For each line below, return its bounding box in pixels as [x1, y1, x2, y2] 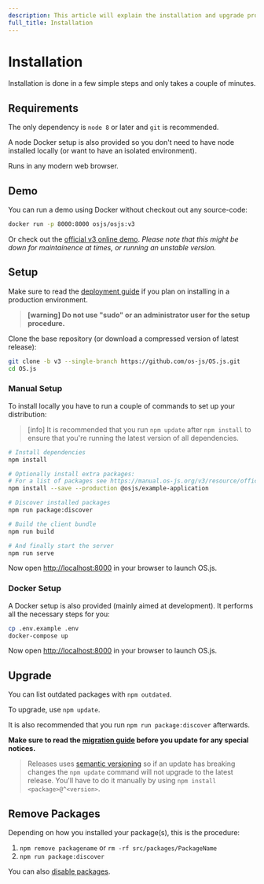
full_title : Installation [8, 19, 93, 27]
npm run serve [8, 549, 55, 557]
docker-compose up [8, 631, 68, 640]
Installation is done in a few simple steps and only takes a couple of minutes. [8, 79, 256, 88]
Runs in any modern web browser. [8, 161, 119, 171]
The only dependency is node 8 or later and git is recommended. [8, 123, 219, 132]
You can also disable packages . [8, 867, 111, 876]
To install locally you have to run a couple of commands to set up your [8, 401, 236, 410]
